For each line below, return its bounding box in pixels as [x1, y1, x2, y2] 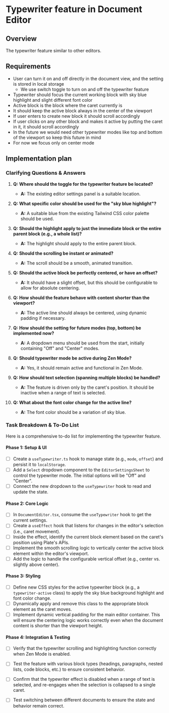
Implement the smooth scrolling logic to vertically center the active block [13, 545, 164, 551]
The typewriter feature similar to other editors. [6, 48, 102, 53]
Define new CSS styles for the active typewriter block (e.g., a [13, 584, 140, 590]
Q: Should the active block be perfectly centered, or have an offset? [13, 269, 158, 275]
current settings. [13, 517, 47, 523]
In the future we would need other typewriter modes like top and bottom [13, 129, 162, 135]
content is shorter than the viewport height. [13, 623, 103, 629]
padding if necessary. [20, 315, 66, 321]
